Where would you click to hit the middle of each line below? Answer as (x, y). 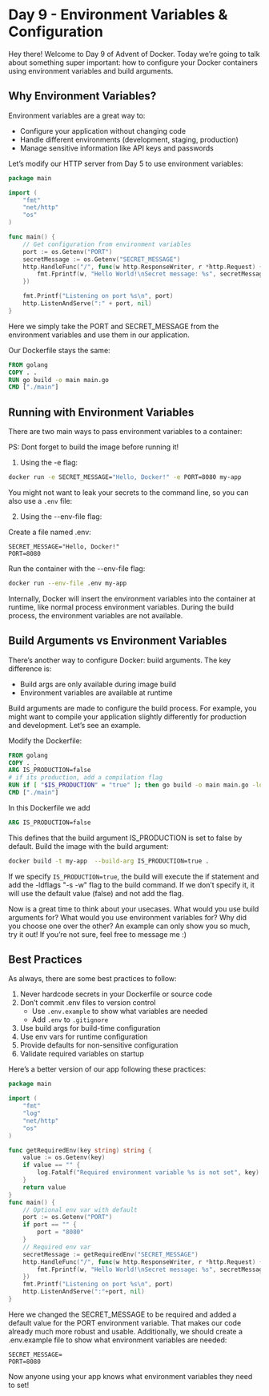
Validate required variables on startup (82, 1054)
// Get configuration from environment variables (107, 244)
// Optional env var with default (80, 1210)
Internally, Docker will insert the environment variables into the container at (132, 598)
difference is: (30, 668)
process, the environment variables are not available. (96, 615)
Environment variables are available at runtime (96, 692)
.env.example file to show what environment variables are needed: (118, 1340)
